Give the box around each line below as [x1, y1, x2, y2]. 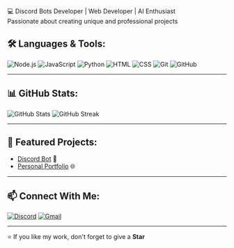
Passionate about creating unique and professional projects [7, 17, 178, 25]
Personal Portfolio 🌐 [17, 162, 75, 171]
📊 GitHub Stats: [7, 88, 79, 100]
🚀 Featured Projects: [7, 137, 97, 148]
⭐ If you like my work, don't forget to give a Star [7, 233, 145, 241]
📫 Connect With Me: [7, 190, 100, 202]
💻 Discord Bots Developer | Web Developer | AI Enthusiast [7, 7, 176, 15]
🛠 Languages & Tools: [7, 38, 106, 50]
